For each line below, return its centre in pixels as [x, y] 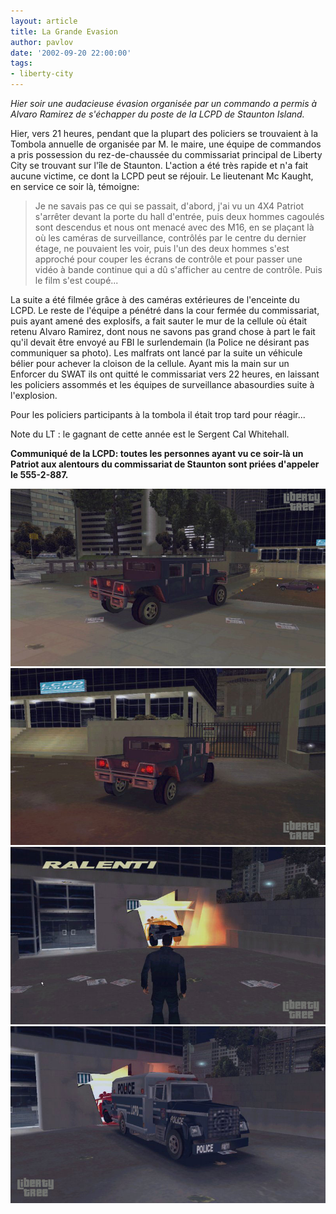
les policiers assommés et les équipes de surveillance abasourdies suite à [162, 384]
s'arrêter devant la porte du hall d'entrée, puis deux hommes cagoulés [179, 216]
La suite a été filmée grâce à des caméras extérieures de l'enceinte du [155, 299]
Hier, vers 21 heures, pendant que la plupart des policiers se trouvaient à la [164, 133]
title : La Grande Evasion [64, 31]
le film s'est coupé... [76, 280]
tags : [21, 63]
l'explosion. [34, 395]
